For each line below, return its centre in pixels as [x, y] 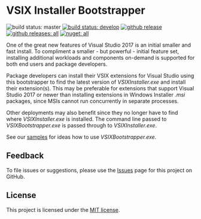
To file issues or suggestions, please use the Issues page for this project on [99, 170]
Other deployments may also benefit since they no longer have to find [92, 112]
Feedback [25, 156]
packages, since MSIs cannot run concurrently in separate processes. [92, 101]
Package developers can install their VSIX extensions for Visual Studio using [100, 75]
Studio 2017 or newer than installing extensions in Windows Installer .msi [96, 95]
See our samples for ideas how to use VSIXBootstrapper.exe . [81, 137]
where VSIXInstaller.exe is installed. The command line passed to [86, 119]
